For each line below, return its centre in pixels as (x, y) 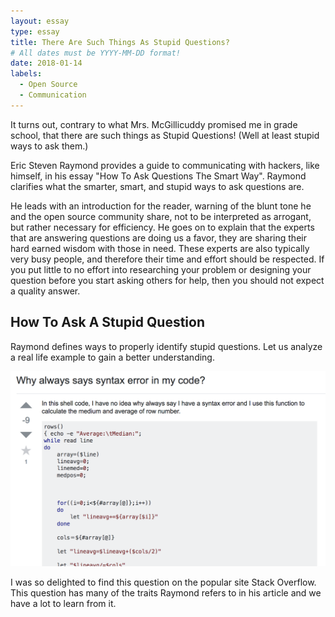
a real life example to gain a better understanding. (112, 357)
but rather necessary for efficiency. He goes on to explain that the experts (162, 227)
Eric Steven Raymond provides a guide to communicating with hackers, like (165, 165)
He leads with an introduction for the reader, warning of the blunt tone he (161, 206)
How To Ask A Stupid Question (107, 322)
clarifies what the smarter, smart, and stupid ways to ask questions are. (157, 186)
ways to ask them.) (49, 146)
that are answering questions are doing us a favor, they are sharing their (158, 237)
